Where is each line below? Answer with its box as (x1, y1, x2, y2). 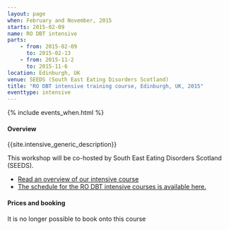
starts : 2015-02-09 (7, 23, 65, 30)
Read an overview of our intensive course (17, 175, 139, 183)
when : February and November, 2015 (7, 17, 112, 24)
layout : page (7, 10, 46, 18)
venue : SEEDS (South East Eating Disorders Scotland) (7, 75, 170, 83)
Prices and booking (7, 198, 66, 207)
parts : (7, 37, 27, 44)
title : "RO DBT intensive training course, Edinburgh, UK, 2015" (7, 83, 204, 90)
